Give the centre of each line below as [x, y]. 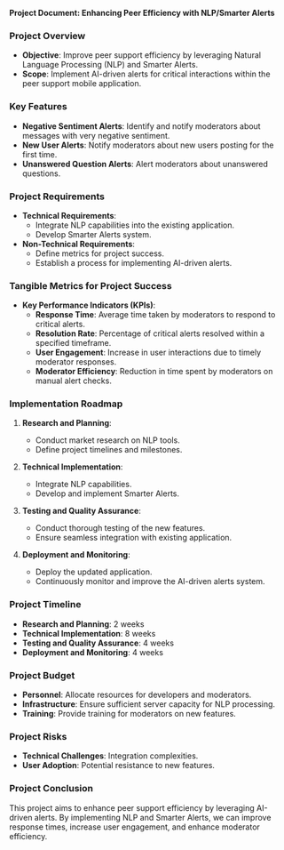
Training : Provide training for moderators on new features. [129, 714]
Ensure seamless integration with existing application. [134, 538]
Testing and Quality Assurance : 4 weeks [98, 643]
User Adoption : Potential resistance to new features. [118, 766]
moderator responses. [76, 362]
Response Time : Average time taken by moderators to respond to [155, 315]
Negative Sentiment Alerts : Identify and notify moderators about [141, 126]
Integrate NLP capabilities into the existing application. [135, 225]
